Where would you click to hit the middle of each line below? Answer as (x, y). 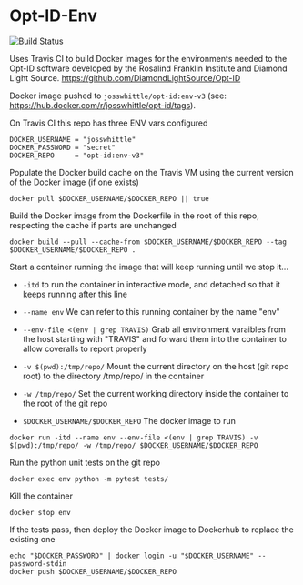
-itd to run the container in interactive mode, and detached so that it (151, 284)
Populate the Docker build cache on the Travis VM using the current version (151, 172)
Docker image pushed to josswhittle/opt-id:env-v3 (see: (118, 96)
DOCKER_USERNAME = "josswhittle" (73, 139)
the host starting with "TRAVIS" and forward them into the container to (154, 338)
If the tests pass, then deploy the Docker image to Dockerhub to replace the (151, 530)
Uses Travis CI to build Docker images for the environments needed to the (148, 58)
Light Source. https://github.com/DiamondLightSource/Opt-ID (125, 77)
